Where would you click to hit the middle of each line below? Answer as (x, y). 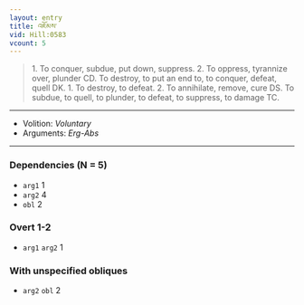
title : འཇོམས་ (33, 26)
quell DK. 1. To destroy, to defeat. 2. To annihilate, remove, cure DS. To (163, 88)
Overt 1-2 (30, 227)
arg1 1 (33, 185)
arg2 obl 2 (42, 291)
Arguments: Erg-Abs (61, 133)
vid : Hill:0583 (38, 34)
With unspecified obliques (69, 271)
